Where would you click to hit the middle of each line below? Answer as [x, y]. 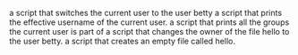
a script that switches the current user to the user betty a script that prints [146, 13]
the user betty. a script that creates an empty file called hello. [122, 41]
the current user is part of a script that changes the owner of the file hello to [149, 31]
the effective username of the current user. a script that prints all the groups [149, 22]
